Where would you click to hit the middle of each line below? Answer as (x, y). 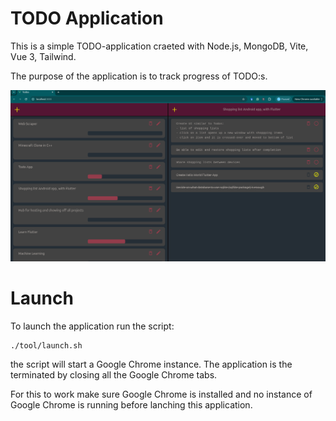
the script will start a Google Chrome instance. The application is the (151, 364)
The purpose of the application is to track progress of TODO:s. (139, 76)
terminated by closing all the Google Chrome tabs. (114, 375)
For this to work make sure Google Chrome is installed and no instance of (161, 394)
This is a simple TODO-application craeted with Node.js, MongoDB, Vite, (159, 46)
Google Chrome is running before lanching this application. (131, 405)
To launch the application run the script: (92, 326)
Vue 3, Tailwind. (43, 56)
